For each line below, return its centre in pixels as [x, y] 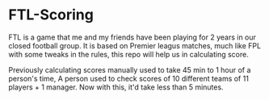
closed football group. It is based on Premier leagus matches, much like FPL [134, 45]
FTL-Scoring [51, 15]
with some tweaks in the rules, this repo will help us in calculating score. [128, 54]
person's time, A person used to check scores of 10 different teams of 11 [128, 78]
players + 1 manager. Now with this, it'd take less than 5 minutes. [116, 87]
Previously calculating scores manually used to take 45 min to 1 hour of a [130, 69]
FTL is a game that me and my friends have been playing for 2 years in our [132, 37]
